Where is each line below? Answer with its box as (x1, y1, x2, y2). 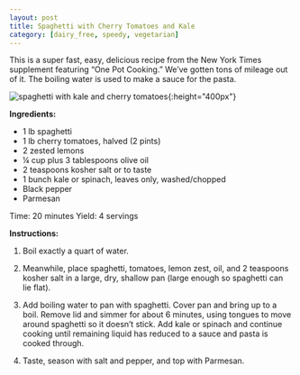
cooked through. (22, 338, 85, 349)
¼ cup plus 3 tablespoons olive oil (22, 155, 149, 166)
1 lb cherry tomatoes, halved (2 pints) (22, 136, 161, 147)
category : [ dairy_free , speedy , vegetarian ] (9, 30, 179, 39)
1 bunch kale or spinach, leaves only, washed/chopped (22, 174, 227, 185)
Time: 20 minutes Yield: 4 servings (9, 211, 139, 222)
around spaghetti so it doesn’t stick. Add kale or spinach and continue (22, 319, 283, 330)
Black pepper (22, 184, 73, 195)
